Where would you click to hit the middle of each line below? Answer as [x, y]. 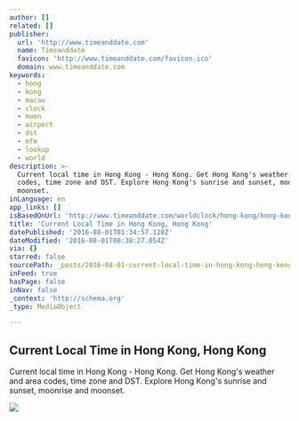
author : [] [29, 17]
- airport [35, 125]
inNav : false [33, 290]
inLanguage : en [37, 199]
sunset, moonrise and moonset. [67, 391]
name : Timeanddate [52, 51]
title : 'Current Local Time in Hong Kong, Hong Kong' [111, 224]
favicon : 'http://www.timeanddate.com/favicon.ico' [115, 59]
